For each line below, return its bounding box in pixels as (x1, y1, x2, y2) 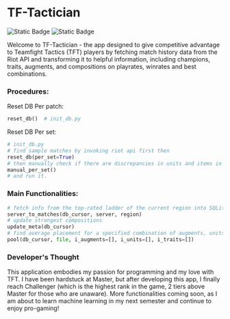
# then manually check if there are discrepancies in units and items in (7, 160, 222, 167)
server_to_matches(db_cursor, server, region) (7, 210, 142, 218)
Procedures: (7, 87, 49, 96)
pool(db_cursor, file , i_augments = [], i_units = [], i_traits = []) (7, 236, 194, 243)
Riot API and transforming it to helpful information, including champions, (7, 55, 211, 63)
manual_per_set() (7, 166, 57, 174)
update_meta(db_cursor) (7, 223, 75, 230)
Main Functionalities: (7, 189, 79, 199)
